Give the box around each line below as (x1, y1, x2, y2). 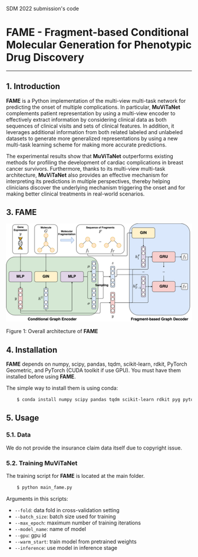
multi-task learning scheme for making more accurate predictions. (6, 141, 167, 148)
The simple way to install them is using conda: (6, 385, 118, 392)
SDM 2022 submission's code (6, 5, 80, 12)
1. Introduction (6, 82, 60, 92)
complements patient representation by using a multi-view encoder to (6, 109, 176, 117)
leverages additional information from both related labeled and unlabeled (6, 128, 183, 135)
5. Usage (6, 413, 39, 423)
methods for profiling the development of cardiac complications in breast (6, 159, 184, 166)
